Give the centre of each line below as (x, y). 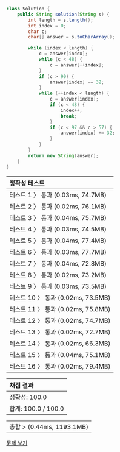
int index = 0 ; (47, 26)
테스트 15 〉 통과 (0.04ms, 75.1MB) (60, 355)
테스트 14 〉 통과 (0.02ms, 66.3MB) (60, 343)
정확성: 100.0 (28, 397)
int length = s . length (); (61, 20)
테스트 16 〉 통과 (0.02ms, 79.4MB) (60, 366)
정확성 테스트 (27, 183)
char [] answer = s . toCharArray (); (72, 37)
